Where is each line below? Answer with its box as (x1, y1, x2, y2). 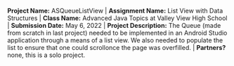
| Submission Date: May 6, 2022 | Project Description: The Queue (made (7, 22, 221, 29)
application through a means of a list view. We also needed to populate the (7, 36, 223, 44)
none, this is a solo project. (7, 51, 86, 59)
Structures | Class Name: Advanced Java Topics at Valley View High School (7, 14, 228, 22)
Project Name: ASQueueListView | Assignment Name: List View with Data (7, 7, 223, 15)
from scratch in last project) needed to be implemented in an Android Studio (7, 28, 228, 37)
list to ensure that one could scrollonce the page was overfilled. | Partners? (7, 44, 226, 51)
